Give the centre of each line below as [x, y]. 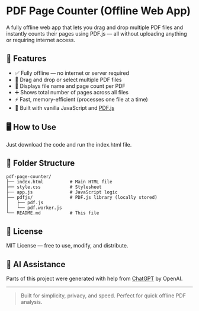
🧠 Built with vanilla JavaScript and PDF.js [64, 107]
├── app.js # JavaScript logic [62, 192]
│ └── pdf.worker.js [34, 208]
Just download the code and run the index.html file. [69, 144]
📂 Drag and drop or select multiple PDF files [68, 80]
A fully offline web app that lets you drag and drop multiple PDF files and [95, 27]
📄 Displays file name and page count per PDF [70, 86]
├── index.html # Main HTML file [59, 182]
